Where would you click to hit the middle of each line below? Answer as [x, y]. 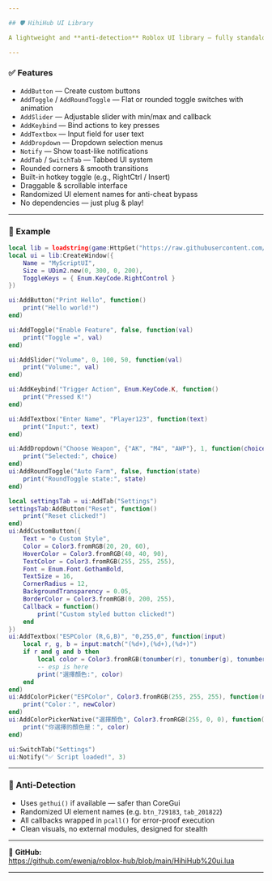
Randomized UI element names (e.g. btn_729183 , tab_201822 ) [121, 811]
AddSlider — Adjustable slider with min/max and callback [116, 116]
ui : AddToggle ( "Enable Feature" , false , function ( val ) [101, 330]
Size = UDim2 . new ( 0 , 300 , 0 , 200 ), [83, 271]
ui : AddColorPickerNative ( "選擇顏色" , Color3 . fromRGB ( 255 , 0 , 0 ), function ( [136, 720]
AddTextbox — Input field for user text [82, 134]
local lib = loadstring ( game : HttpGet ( [74, 248]
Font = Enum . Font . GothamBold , [74, 569]
